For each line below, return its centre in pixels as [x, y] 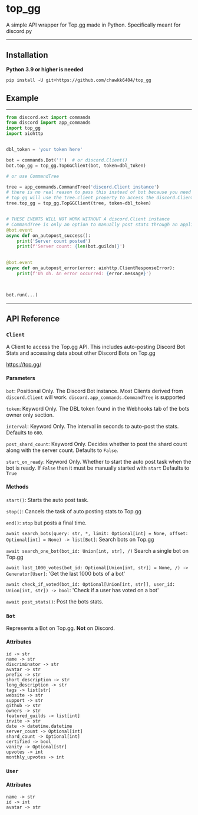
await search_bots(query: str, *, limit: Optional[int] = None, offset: [97, 533]
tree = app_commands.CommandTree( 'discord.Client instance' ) [83, 187]
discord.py [19, 31]
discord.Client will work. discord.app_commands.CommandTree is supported [96, 397]
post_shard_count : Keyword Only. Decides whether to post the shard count [97, 444]
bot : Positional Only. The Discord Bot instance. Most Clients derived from [95, 391]
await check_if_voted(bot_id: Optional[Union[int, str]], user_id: [91, 584]
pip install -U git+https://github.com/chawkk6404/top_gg [79, 80]
